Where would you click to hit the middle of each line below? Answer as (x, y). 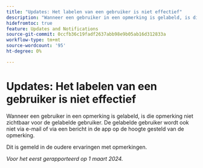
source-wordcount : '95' (36, 46)
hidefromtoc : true (29, 23)
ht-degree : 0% (24, 51)
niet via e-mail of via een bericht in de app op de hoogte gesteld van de (95, 129)
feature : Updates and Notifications (52, 29)
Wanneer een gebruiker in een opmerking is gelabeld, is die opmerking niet (100, 116)
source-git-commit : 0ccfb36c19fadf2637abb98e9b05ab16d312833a (86, 34)
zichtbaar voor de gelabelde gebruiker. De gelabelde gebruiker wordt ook (98, 122)
